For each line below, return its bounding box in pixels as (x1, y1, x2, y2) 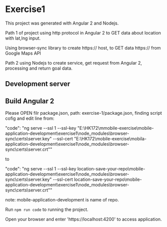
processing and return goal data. (5, 65, 72, 71)
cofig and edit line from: (5, 115, 54, 121)
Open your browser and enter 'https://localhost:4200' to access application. (5, 216, 162, 222)
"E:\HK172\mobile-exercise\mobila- (74, 136, 146, 142)
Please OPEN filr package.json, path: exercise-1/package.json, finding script (5, 110, 162, 116)
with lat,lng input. (5, 35, 41, 41)
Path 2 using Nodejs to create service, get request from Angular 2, (5, 60, 142, 66)
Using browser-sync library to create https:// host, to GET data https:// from (5, 45, 161, 51)
